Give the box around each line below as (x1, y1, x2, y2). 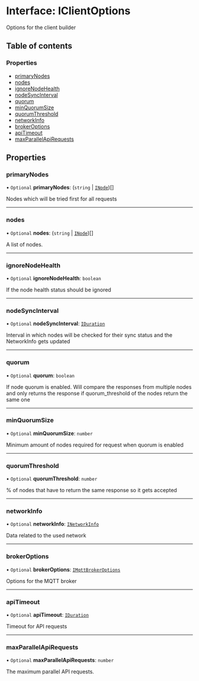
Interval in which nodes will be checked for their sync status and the (6, 331, 173, 339)
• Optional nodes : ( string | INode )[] (6, 229, 94, 236)
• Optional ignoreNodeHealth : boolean (6, 274, 102, 281)
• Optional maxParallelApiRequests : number (6, 657, 114, 664)
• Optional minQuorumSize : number (6, 429, 93, 437)
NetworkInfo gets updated (6, 338, 70, 345)
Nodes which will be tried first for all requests (6, 195, 117, 202)
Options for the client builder (6, 24, 76, 31)
